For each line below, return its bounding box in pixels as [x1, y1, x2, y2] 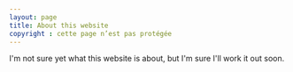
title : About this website [9, 21, 109, 30]
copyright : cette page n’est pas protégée [9, 29, 173, 38]
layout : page [9, 12, 58, 22]
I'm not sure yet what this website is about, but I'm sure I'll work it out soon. [9, 54, 285, 64]
